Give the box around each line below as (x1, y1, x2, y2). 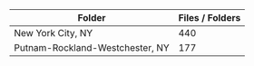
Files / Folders (178, 12, 241, 24)
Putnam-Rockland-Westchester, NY (14, 42, 170, 53)
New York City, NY (14, 27, 93, 39)
